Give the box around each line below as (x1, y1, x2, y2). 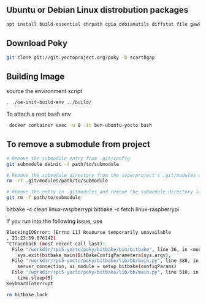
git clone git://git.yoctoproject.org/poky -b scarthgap (6, 54, 155, 61)
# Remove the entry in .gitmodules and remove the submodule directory (6, 189, 193, 195)
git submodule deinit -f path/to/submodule (6, 161, 120, 167)
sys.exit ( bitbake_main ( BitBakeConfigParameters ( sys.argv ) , (17, 252, 172, 258)
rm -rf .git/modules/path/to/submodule (6, 178, 109, 184)
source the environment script (6, 88, 83, 95)
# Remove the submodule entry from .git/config (6, 155, 131, 162)
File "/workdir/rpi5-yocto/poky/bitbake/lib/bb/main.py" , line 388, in (12, 258, 199, 264)
